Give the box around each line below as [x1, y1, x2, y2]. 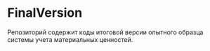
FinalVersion [7, 5, 83, 21]
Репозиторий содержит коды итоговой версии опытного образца [7, 28, 204, 36]
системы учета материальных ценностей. [7, 35, 133, 43]
